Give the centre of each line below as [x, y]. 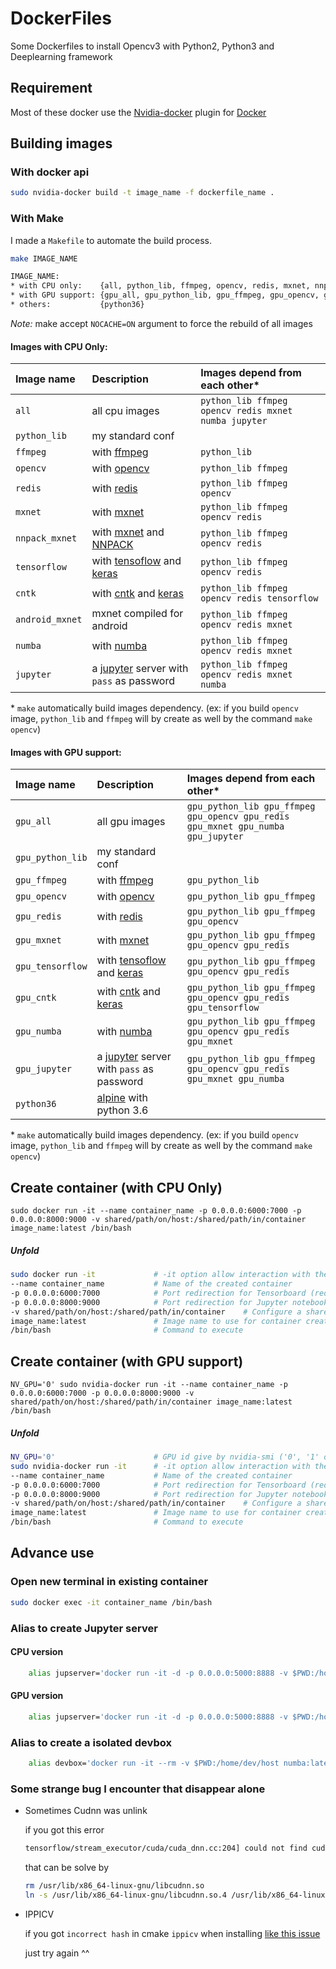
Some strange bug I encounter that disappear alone [138, 1789]
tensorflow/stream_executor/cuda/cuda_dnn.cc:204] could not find [166, 1848]
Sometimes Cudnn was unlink [86, 1811]
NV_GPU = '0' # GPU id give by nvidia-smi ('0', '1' [165, 1457]
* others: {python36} [77, 305]
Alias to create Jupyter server [84, 1628]
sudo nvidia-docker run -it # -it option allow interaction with [160, 1466]
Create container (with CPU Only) [116, 1187]
